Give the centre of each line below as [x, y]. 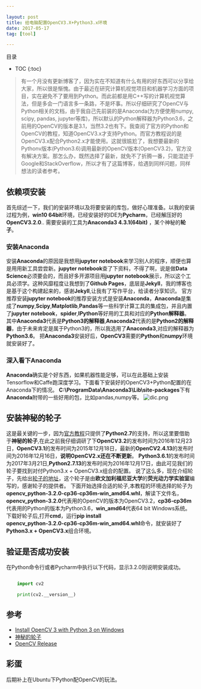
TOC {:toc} [28, 69]
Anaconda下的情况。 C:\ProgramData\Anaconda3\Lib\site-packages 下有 [98, 390]
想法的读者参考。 [42, 171]
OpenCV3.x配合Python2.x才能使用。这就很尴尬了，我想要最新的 [100, 141]
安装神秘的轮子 [34, 418]
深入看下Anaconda [34, 360]
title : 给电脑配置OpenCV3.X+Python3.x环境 [57, 22]
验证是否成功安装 [38, 551]
